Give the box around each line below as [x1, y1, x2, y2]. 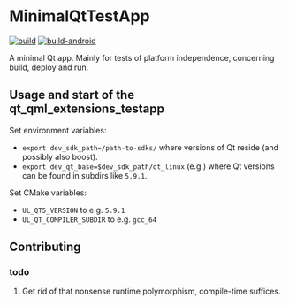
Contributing [9, 240, 81, 255]
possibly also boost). [21, 151, 99, 162]
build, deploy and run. [9, 62, 89, 72]
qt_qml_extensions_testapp [9, 102, 165, 117]
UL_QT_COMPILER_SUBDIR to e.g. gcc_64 [21, 214, 157, 225]
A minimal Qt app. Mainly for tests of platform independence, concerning [9, 52, 275, 63]
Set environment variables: [9, 125, 107, 135]
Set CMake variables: [9, 187, 87, 198]
